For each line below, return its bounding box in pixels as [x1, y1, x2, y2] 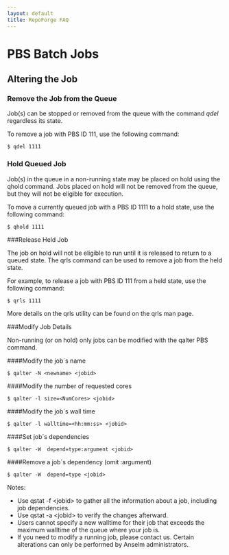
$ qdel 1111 [7, 144, 41, 150]
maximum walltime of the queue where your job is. [16, 525, 160, 534]
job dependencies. [16, 503, 70, 512]
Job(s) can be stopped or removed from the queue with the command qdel [7, 109, 219, 117]
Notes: [7, 483, 26, 491]
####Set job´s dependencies [7, 432, 90, 440]
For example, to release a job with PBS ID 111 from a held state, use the [7, 276, 206, 285]
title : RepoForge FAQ [7, 16, 69, 23]
